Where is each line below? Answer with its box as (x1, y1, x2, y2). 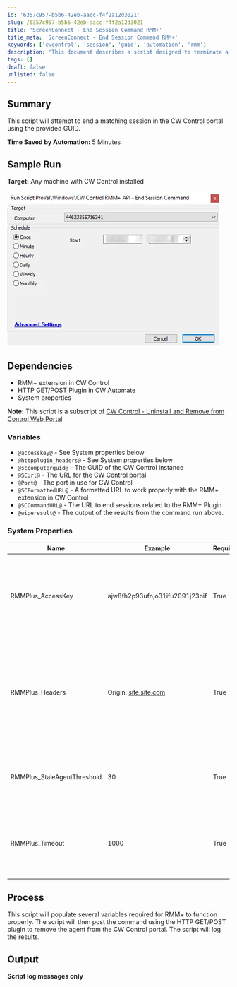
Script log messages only (7, 972, 83, 981)
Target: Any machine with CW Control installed (7, 177, 145, 186)
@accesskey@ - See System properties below (17, 449, 145, 457)
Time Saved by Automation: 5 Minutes (7, 138, 121, 146)
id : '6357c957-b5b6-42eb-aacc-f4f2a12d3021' (7, 11, 140, 18)
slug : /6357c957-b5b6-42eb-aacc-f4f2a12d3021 (7, 18, 143, 26)
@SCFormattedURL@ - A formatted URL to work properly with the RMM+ (17, 486, 219, 495)
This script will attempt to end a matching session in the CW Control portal (7, 117, 224, 125)
